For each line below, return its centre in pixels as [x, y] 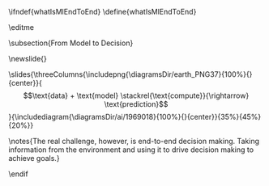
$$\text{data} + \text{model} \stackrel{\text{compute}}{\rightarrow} [136, 95]
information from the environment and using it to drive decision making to [131, 150]
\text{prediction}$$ [136, 104]
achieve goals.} [34, 158]
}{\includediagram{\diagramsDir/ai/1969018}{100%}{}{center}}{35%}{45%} [135, 117]
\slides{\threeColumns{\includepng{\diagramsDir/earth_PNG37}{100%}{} [130, 74]
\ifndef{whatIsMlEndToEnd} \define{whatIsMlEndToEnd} [102, 12]
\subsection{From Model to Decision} [71, 43]
